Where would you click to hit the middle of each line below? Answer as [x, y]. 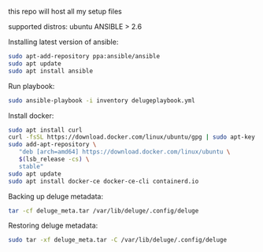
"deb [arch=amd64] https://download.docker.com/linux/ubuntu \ [124, 152]
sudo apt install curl [45, 130]
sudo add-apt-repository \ [52, 145]
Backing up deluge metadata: [56, 196]
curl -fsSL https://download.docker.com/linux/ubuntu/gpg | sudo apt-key [132, 137]
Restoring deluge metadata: [53, 226]
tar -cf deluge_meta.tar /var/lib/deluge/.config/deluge [104, 211]
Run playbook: [31, 86]
